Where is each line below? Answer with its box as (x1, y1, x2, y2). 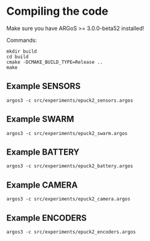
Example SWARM (6, 114, 74, 124)
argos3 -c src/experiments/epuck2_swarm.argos (6, 130, 128, 136)
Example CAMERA (6, 180, 78, 190)
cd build (6, 53, 29, 59)
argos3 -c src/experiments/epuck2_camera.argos (6, 196, 131, 202)
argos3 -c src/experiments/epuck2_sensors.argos (6, 97, 133, 104)
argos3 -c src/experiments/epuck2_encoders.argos (6, 229, 136, 235)
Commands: (6, 36, 37, 44)
